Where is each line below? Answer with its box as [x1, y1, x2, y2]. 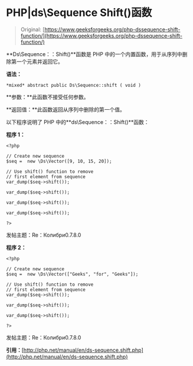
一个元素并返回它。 [16, 58, 63, 65]
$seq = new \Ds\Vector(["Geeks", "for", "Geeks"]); [6, 271, 139, 277]
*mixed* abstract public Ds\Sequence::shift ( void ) [6, 82, 142, 88]
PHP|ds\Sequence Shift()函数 [6, 6, 152, 19]
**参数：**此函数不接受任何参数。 [6, 93, 90, 100]
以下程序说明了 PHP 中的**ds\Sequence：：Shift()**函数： [6, 118, 149, 125]
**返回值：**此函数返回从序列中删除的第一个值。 [6, 106, 126, 113]
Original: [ [20, 25, 45, 33]
